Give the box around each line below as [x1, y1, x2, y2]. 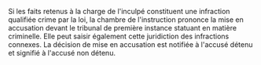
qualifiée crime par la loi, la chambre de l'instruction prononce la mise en [8, 15, 244, 24]
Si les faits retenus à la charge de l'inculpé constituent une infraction [8, 7, 230, 16]
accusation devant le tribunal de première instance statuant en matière [8, 23, 237, 32]
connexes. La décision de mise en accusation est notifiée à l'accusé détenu [8, 40, 253, 49]
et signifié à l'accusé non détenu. [8, 49, 116, 57]
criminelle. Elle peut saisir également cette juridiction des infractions [8, 31, 230, 41]
